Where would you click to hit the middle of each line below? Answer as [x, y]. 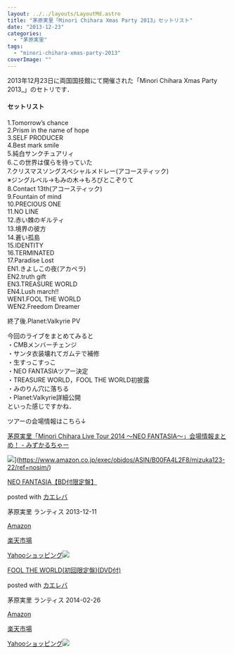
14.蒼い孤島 [24, 237]
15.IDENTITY [26, 245]
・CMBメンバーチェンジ [42, 345]
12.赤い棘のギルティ [36, 219]
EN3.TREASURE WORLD [43, 284]
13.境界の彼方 [27, 229]
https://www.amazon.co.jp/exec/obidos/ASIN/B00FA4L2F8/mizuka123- [122, 460]
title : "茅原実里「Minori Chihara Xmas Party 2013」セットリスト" [100, 20]
